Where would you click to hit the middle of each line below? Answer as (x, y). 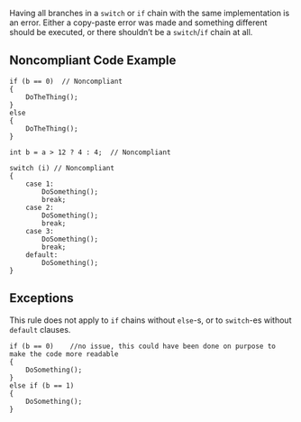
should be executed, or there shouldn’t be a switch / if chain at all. (131, 32)
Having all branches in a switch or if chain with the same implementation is (150, 13)
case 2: (40, 207)
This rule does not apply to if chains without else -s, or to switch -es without (150, 320)
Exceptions (41, 298)
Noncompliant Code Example (93, 61)
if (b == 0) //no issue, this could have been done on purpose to (143, 346)
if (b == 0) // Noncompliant (66, 81)
